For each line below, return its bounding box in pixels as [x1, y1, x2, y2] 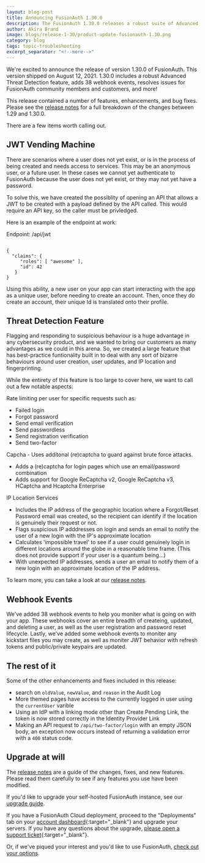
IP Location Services [6, 494, 58, 502]
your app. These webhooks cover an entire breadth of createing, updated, [6, 617, 193, 624]
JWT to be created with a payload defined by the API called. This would [6, 200, 187, 207]
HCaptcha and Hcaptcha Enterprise [15, 482, 105, 490]
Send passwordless [15, 426, 65, 433]
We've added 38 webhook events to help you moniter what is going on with [6, 610, 196, 618]
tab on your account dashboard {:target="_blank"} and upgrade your [6, 818, 179, 825]
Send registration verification [15, 433, 89, 440]
